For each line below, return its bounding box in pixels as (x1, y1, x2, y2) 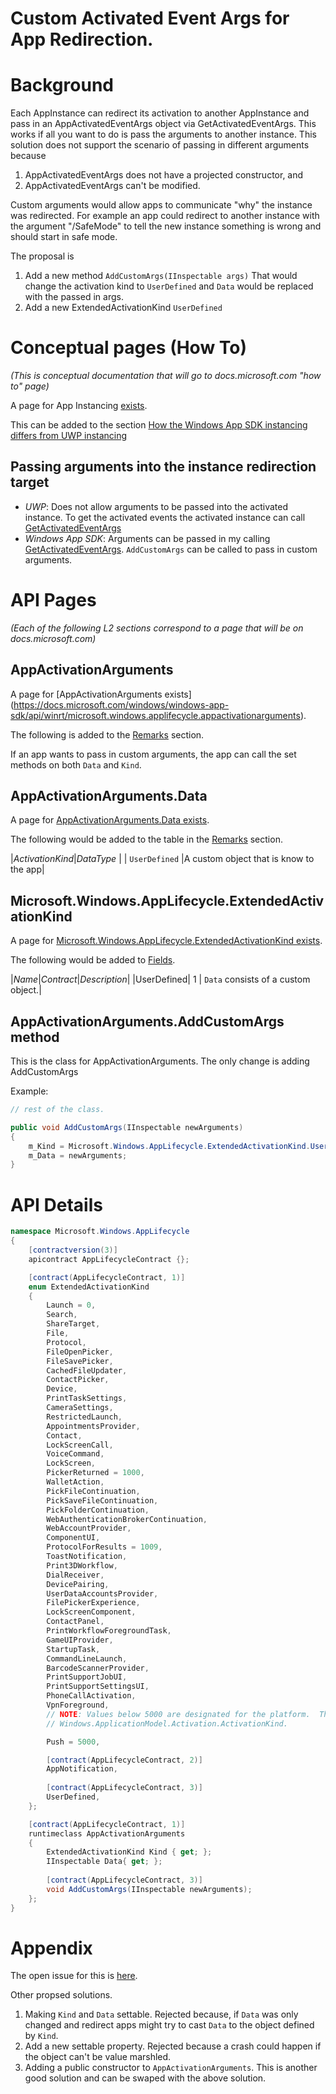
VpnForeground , (46, 1700, 110, 1710)
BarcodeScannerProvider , (46, 1663, 150, 1673)
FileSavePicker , (46, 1356, 114, 1366)
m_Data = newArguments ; (28, 1150, 128, 1161)
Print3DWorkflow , (46, 1560, 118, 1571)
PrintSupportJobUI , (46, 1672, 128, 1682)
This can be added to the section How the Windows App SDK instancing (10, 419, 308, 431)
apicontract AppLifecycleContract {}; (28, 1254, 190, 1264)
